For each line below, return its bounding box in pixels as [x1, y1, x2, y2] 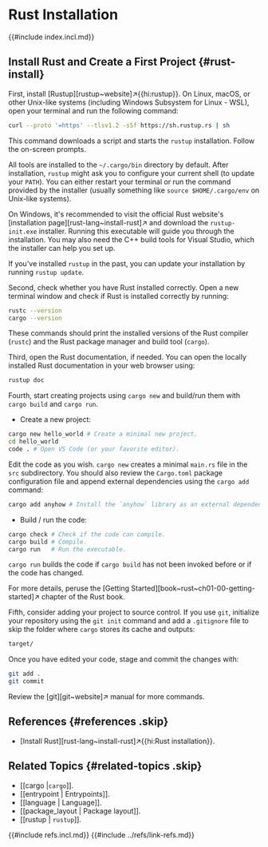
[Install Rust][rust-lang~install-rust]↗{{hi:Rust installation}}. [19, 736, 215, 746]
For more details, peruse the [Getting [8, 583, 130, 593]
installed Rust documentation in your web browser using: [8, 361, 195, 371]
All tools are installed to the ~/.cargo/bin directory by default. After [8, 160, 229, 169]
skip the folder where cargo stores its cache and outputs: [8, 625, 195, 634]
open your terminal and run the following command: [8, 105, 179, 115]
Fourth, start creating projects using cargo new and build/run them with [8, 391, 241, 400]
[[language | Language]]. [19, 797, 102, 807]
